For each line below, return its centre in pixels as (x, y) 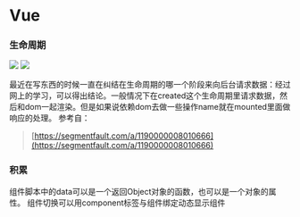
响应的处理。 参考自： (50, 118)
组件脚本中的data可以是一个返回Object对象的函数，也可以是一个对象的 (139, 191)
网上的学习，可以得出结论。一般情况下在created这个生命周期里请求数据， (145, 96)
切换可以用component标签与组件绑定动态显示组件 (134, 203)
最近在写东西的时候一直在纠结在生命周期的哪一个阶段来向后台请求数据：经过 (150, 85)
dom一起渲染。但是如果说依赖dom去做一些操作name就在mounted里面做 (158, 107)
